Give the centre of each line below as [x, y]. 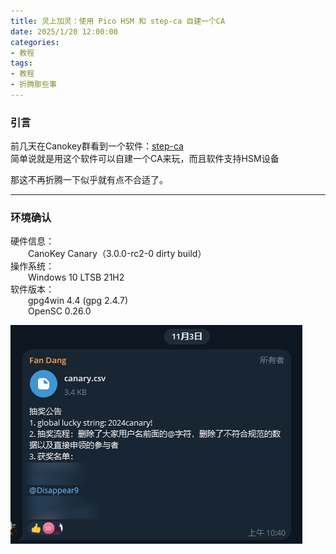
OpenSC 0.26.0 [60, 311]
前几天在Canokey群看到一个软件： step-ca [97, 146]
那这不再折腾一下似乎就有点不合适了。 [89, 180]
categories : [35, 42]
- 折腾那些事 [33, 85]
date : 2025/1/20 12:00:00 [64, 31]
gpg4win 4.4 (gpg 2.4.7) [78, 301]
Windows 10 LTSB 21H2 [76, 277]
